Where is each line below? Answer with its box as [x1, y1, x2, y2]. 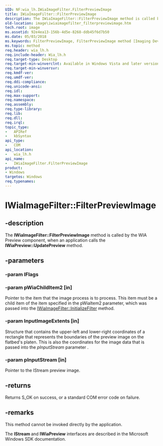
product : [5, 165, 23, 170]
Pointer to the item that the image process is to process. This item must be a [5, 295, 158, 301]
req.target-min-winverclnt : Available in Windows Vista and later [5, 61, 142, 66]
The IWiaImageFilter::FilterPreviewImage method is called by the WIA [5, 232, 147, 238]
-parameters [5, 256, 44, 265]
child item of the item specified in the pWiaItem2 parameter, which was [5, 300, 147, 306]
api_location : [5, 147, 34, 152]
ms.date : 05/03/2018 [5, 35, 47, 39]
